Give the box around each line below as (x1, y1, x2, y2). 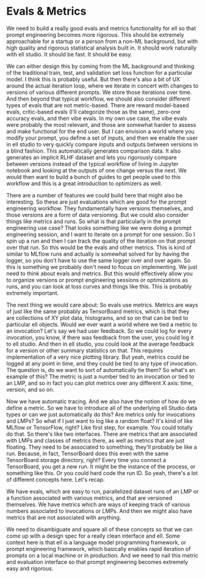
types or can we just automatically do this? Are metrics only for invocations (6, 411, 195, 418)
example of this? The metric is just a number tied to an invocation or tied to (6, 373, 195, 380)
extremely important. (6, 289, 59, 297)
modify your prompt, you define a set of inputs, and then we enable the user (6, 134, 198, 142)
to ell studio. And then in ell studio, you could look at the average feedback (6, 340, 195, 348)
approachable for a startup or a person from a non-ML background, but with (6, 37, 198, 45)
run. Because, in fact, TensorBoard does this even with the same (6, 449, 169, 457)
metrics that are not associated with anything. (6, 514, 121, 521)
